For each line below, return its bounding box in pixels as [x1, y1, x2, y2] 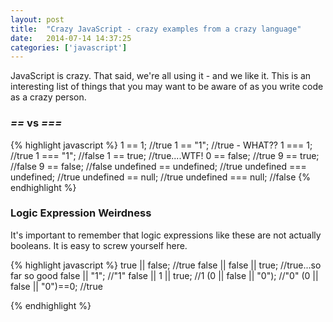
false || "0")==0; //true [10, 280, 103, 292]
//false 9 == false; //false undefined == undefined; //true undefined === [10, 160, 307, 172]
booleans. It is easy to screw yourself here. [10, 239, 188, 251]
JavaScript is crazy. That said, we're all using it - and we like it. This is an [10, 70, 312, 82]
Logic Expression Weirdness [10, 206, 152, 220]
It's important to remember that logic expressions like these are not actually [10, 229, 322, 241]
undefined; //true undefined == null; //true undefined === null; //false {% [10, 171, 311, 183]
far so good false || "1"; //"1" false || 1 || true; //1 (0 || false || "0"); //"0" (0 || [10, 269, 319, 281]
